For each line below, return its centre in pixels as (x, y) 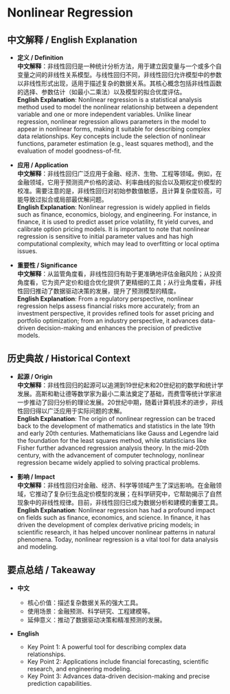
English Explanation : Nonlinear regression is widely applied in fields (114, 207)
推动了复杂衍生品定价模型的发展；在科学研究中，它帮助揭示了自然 (128, 494)
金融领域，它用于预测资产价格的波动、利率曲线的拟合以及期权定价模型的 (119, 182)
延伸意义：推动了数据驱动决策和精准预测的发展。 (96, 620)
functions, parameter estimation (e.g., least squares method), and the (115, 143)
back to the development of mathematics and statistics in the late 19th (116, 426)
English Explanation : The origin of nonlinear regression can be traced (116, 418)
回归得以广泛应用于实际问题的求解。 (74, 411)
